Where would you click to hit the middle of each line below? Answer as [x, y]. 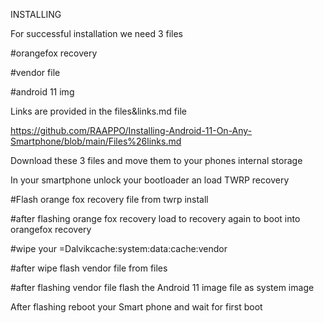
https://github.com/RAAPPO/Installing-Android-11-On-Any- [131, 130]
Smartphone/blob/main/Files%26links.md [96, 141]
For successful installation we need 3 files [96, 33]
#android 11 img [42, 92]
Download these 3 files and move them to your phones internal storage [156, 160]
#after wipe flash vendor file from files [89, 268]
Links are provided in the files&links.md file [98, 111]
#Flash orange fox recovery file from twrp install [109, 199]
